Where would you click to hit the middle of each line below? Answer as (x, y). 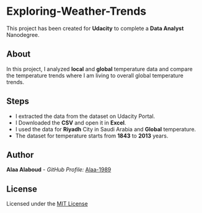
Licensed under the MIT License (47, 204)
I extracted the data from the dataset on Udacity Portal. (85, 116)
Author (20, 155)
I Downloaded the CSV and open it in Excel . (71, 122)
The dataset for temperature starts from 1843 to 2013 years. (92, 136)
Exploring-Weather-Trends (76, 11)
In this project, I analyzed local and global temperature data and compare (99, 69)
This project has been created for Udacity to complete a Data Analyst (95, 28)
